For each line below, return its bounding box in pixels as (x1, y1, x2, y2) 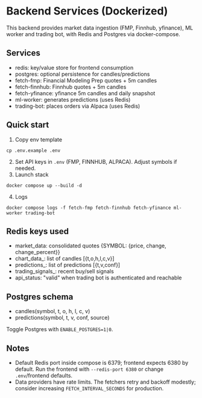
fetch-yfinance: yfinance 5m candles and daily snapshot (14, 89, 156, 97)
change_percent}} (14, 249, 60, 256)
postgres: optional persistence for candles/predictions (14, 70, 150, 78)
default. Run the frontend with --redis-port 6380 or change (14, 365, 164, 373)
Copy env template (14, 135, 62, 143)
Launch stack (14, 170, 49, 178)
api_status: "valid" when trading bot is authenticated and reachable (14, 274, 182, 281)
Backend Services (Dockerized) (6, 4, 168, 18)
